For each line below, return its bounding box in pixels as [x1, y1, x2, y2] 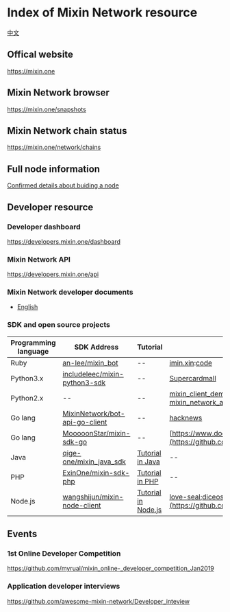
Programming [10, 338, 56, 348]
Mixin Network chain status [7, 125, 127, 137]
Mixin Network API [7, 254, 71, 264]
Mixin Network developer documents [7, 287, 133, 297]
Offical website [7, 49, 74, 60]
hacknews [169, 413, 203, 422]
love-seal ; [169, 492, 203, 501]
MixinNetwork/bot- [62, 409, 125, 418]
